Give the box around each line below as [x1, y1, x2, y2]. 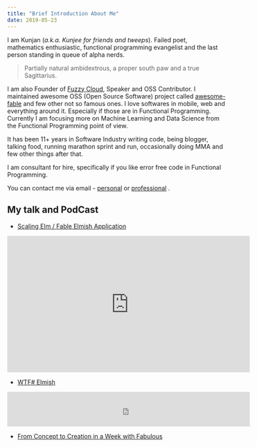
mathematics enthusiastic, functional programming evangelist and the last [7, 43, 218, 51]
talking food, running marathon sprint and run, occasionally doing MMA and [7, 142, 223, 150]
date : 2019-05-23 [7, 17, 57, 24]
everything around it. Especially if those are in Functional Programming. [7, 107, 211, 115]
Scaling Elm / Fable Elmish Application [17, 222, 127, 231]
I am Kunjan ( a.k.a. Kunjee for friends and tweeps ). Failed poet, [7, 35, 188, 44]
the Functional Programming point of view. [7, 121, 128, 130]
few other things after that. [7, 150, 83, 158]
